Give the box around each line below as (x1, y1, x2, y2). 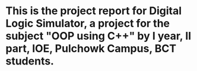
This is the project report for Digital (5, 4, 182, 18)
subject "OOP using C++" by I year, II (5, 30, 192, 43)
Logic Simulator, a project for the (5, 17, 170, 30)
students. (5, 54, 55, 68)
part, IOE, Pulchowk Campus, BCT (5, 42, 176, 56)
